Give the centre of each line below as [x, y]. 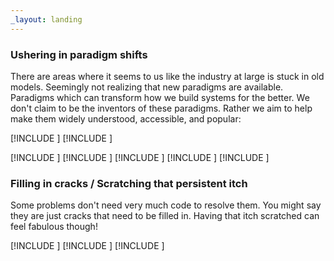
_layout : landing [46, 19]
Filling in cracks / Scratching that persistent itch [129, 183]
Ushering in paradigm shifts [79, 54]
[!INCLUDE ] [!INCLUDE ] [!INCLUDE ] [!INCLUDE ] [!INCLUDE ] [140, 157]
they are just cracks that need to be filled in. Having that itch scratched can [165, 216]
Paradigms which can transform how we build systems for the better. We [160, 97]
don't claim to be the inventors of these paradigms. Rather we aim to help [161, 108]
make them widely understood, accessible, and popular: [126, 118]
